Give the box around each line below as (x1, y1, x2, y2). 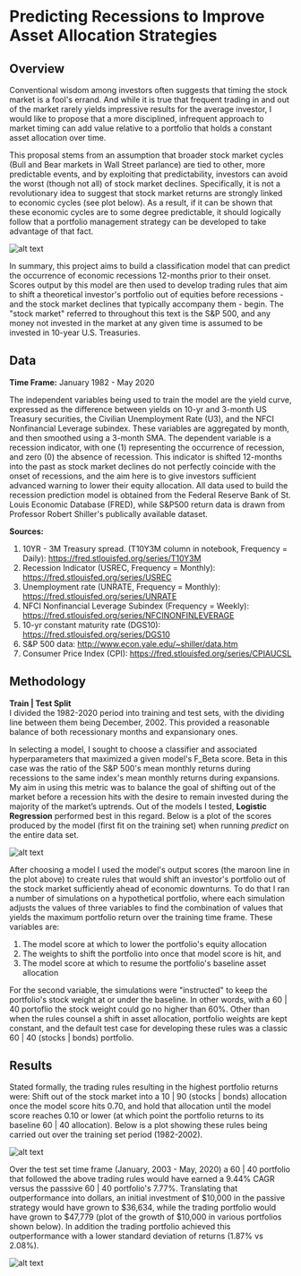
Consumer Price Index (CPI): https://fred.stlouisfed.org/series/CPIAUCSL (21, 648, 292, 659)
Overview (9, 61, 65, 76)
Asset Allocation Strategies (9, 25, 218, 46)
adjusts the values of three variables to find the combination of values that (9, 902, 284, 913)
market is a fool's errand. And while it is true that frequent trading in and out (9, 94, 289, 105)
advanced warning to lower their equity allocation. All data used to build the (9, 479, 288, 490)
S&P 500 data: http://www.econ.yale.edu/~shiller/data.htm (21, 638, 238, 649)
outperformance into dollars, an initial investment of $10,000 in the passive (9, 1193, 285, 1203)
